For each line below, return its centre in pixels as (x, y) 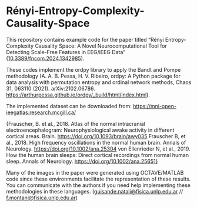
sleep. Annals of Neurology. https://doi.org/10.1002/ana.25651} (82, 161)
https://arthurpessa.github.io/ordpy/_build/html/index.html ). (78, 95)
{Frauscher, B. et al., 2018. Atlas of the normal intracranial (76, 123)
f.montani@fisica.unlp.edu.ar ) (42, 198)
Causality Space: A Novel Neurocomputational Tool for (101, 46)
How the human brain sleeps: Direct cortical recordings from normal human (98, 155)
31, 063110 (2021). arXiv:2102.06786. (51, 88)
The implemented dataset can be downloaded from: (69, 106)
